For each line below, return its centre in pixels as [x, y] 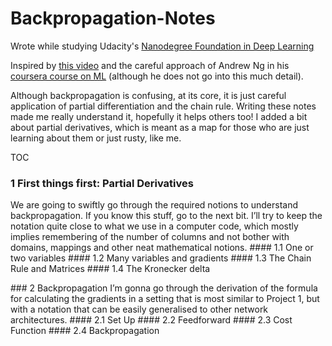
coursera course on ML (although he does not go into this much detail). [157, 76]
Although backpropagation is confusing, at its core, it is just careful [148, 95]
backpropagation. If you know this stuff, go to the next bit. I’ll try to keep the [166, 216]
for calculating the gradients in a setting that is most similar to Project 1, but [165, 299]
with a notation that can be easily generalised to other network [139, 309]
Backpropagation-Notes [113, 18]
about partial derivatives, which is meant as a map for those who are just [160, 127]
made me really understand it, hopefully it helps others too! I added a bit [159, 116]
